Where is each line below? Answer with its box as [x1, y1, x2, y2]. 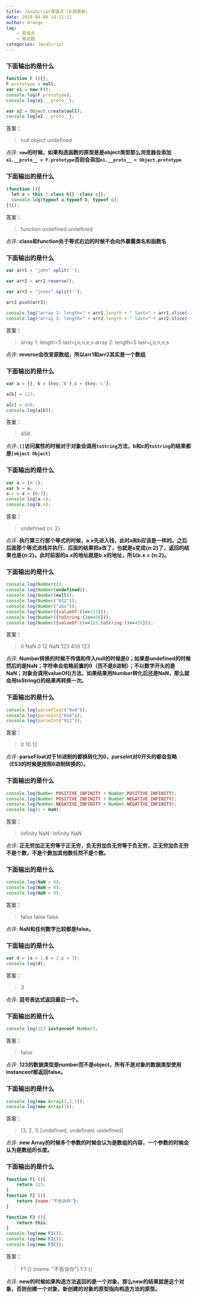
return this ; [16, 1220, 49, 1226]
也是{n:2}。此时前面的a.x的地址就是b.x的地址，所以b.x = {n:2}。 [11, 552, 170, 559]
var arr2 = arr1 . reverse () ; [6, 278, 75, 284]
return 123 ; [16, 1182, 46, 1188]
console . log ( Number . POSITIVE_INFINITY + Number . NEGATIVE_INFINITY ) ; [6, 796, 177, 802]
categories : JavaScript [6, 42, 64, 48]
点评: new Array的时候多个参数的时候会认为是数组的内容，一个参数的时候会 [6, 1139, 189, 1146]
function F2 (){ [6, 1193, 46, 1199]
